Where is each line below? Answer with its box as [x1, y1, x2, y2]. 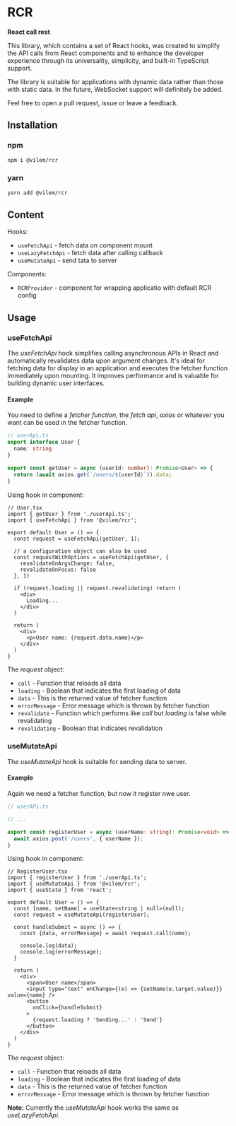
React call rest [7, 28, 51, 36]
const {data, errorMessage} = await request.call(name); [20, 930, 191, 937]
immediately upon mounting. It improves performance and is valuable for [7, 372, 219, 380]
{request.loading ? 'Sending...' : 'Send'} [33, 1016, 163, 1024]
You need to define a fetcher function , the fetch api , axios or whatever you [7, 411, 225, 419]
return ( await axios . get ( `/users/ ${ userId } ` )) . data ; [13, 471, 172, 478]
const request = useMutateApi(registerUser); [13, 911, 151, 919]
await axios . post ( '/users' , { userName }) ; [13, 835, 143, 842]
